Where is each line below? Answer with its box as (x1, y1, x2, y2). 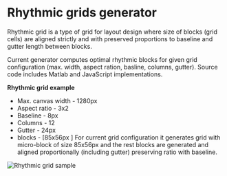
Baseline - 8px (17, 111, 58, 120)
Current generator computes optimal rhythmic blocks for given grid (7, 55, 197, 63)
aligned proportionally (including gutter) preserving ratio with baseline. (17, 148, 218, 156)
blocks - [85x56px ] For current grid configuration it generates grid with (17, 133, 221, 142)
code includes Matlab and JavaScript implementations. (7, 70, 163, 78)
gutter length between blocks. (7, 42, 93, 50)
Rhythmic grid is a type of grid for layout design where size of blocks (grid (7, 27, 218, 36)
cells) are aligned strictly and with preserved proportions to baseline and (7, 34, 213, 43)
